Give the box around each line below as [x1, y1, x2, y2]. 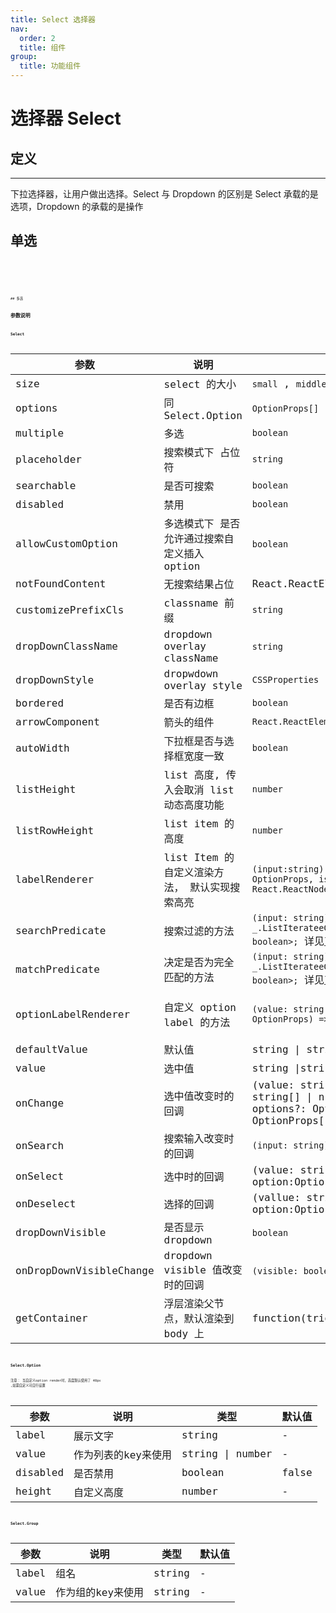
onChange [15, 1096, 65, 1110]
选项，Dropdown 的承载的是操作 [10, 201, 144, 212]
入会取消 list [163, 784, 235, 797]
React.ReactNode [251, 884, 330, 895]
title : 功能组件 [19, 61, 82, 71]
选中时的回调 [163, 1171, 225, 1184]
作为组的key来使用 [55, 1586, 145, 1600]
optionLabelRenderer [15, 1007, 131, 1021]
